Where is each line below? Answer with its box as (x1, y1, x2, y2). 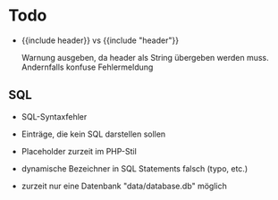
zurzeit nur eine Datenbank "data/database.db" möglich (21, 180, 227, 191)
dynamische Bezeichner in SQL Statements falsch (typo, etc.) (21, 162, 249, 174)
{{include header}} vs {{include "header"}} (21, 35, 180, 46)
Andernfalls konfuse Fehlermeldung (21, 62, 154, 72)
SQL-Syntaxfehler (21, 111, 88, 121)
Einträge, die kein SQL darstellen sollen (21, 129, 166, 139)
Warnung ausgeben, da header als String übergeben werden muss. (21, 52, 269, 62)
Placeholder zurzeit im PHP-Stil (21, 146, 138, 156)
